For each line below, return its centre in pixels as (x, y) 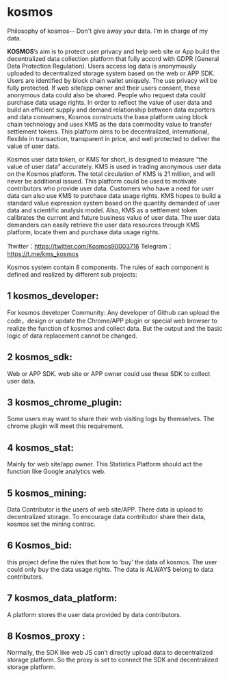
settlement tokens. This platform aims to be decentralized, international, (108, 131)
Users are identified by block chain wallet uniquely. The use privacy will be (112, 80)
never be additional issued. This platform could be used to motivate (102, 181)
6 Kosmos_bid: (40, 545)
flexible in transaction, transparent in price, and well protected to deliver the (114, 138)
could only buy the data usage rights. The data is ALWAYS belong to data (110, 569)
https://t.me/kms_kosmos (43, 253)
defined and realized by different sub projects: (72, 274)
